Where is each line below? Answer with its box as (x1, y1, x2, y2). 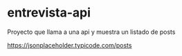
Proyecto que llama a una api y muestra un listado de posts (7, 28, 176, 36)
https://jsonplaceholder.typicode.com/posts (7, 41, 132, 49)
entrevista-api (7, 5, 91, 21)
